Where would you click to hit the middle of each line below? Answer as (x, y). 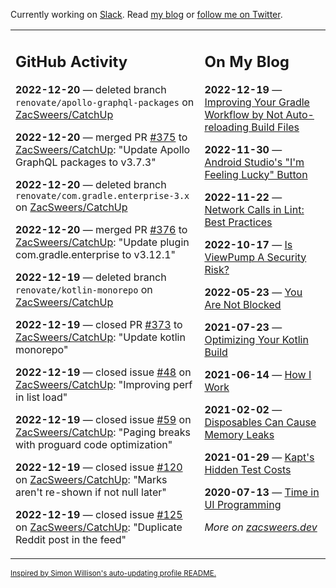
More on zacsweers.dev (261, 527)
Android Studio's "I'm (254, 162)
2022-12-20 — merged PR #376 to (101, 229)
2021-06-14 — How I (258, 374)
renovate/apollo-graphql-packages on (105, 102)
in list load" (41, 397)
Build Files (275, 127)
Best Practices (238, 222)
